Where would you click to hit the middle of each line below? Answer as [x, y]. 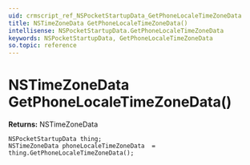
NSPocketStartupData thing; [55, 139]
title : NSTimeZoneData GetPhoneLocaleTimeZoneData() [98, 23]
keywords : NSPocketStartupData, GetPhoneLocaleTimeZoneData [111, 38]
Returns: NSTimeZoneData [53, 124]
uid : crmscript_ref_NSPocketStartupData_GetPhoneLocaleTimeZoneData [125, 16]
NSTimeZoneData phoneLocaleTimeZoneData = [82, 146]
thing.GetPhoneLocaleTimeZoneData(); [71, 153]
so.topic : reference [43, 46]
